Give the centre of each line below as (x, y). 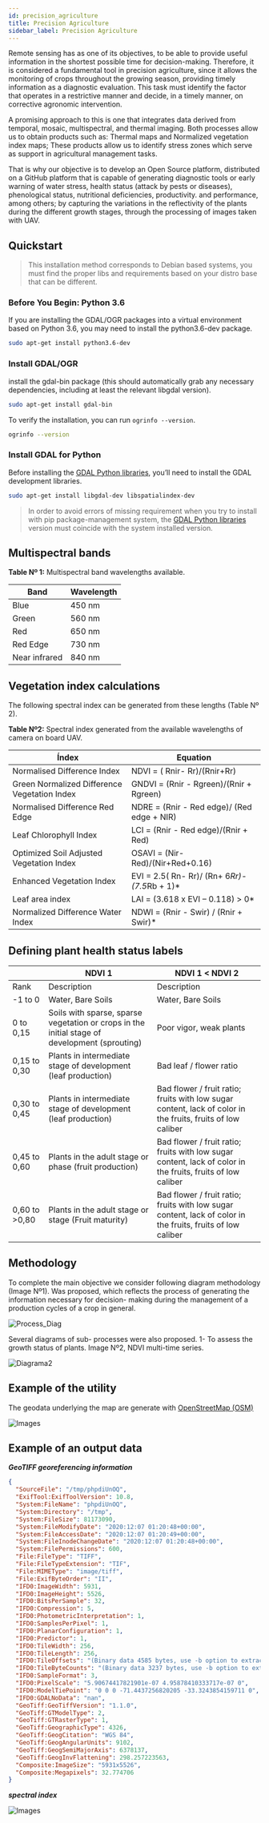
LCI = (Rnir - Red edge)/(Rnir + (189, 830)
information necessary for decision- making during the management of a (128, 1299)
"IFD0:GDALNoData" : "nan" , (60, 1698)
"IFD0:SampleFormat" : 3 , (57, 1676)
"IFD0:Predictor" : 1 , (52, 1638)
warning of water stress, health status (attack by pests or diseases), (120, 187)
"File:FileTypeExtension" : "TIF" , (73, 1564)
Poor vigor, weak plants (201, 1028)
